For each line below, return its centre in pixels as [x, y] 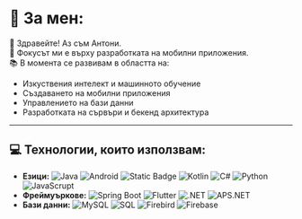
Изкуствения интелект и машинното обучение [111, 83]
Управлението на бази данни [78, 102]
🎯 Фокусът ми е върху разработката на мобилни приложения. [129, 52]
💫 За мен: [47, 18]
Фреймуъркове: [54, 195]
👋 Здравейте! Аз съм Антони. [66, 43]
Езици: [36, 176]
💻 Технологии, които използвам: [108, 150]
